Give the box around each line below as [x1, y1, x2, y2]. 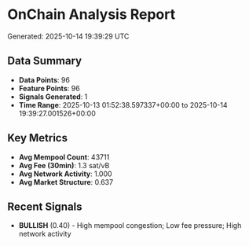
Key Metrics [7, 131, 68, 145]
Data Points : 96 [18, 75, 70, 84]
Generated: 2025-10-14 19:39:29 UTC [7, 31, 130, 41]
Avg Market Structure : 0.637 [18, 177, 114, 186]
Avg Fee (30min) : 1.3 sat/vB [18, 160, 110, 170]
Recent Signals [7, 200, 83, 213]
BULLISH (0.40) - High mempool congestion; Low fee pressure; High [18, 221, 242, 230]
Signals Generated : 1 [18, 92, 88, 101]
